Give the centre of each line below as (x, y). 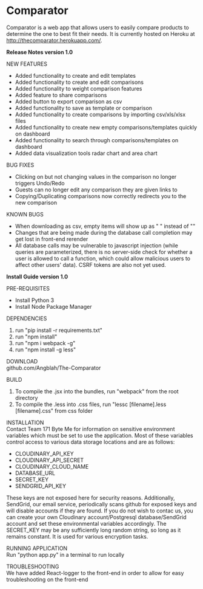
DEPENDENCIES (27, 318)
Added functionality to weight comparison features (78, 88)
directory (26, 398)
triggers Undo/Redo (40, 183)
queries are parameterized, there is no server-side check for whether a (104, 252)
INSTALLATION (25, 422)
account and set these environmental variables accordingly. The (86, 523)
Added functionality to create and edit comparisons (79, 82)
